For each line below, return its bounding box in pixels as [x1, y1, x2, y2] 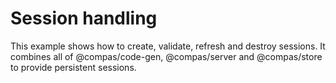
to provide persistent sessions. [10, 61, 137, 73]
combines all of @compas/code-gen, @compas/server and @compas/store [10, 50, 323, 62]
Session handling [10, 7, 158, 30]
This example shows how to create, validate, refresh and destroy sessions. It [10, 40, 326, 52]
